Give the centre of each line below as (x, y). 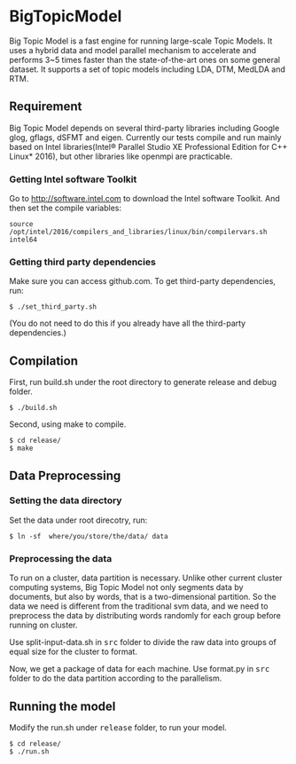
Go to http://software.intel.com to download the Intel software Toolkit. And (145, 199)
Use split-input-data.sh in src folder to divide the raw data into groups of (143, 642)
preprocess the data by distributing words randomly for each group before (145, 616)
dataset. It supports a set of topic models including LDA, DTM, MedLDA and (148, 69)
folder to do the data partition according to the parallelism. (116, 678)
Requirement (46, 107)
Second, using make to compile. (68, 424)
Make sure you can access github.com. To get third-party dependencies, (143, 281)
